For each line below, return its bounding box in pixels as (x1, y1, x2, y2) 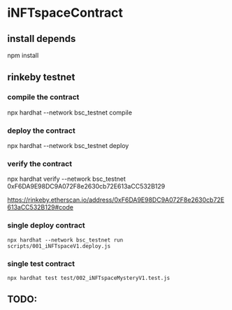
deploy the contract (7, 126, 75, 135)
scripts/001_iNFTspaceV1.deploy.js (7, 242, 111, 249)
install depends (7, 33, 76, 45)
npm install (7, 51, 39, 59)
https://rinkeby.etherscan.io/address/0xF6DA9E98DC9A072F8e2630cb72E (7, 195, 225, 204)
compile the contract (7, 92, 80, 102)
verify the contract (7, 158, 72, 168)
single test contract (7, 258, 75, 268)
